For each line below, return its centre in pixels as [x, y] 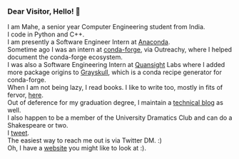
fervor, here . [26, 95]
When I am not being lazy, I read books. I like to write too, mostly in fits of [115, 88]
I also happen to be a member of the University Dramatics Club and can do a [120, 118]
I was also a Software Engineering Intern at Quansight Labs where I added [116, 65]
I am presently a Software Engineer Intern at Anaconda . [89, 42]
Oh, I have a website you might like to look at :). [77, 148]
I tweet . [19, 133]
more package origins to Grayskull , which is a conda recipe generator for [115, 72]
